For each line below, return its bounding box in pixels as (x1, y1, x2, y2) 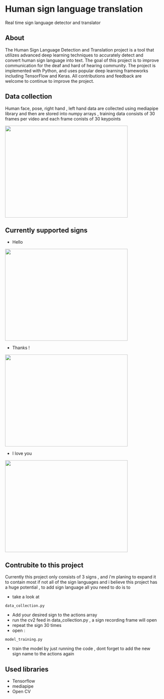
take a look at (12, 594, 40, 600)
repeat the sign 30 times (12, 623, 62, 628)
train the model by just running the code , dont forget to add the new (12, 646, 151, 651)
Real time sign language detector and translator (5, 20, 101, 25)
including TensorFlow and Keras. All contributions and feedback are (5, 73, 142, 79)
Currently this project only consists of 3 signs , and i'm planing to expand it (5, 574, 156, 580)
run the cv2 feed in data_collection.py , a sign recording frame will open (12, 617, 157, 623)
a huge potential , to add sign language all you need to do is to (5, 584, 131, 590)
